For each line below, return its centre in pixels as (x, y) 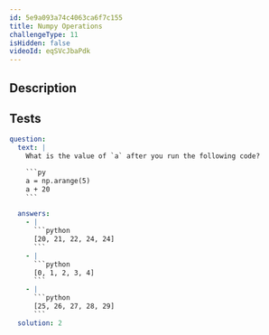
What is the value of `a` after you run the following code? (143, 156)
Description (43, 88)
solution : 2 (40, 323)
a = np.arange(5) (58, 181)
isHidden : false (40, 43)
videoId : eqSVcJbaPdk (50, 51)
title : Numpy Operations (56, 26)
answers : (34, 214)
